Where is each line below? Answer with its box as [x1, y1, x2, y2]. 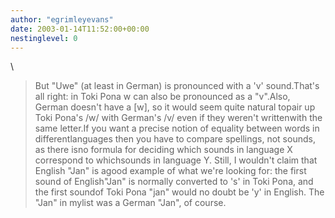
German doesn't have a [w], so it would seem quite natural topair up [34, 101, 316, 113]
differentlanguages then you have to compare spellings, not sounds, [34, 133, 316, 145]
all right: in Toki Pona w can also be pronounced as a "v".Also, [34, 91, 291, 103]
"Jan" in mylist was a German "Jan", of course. [34, 197, 227, 209]
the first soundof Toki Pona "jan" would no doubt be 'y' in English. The [34, 186, 325, 198]
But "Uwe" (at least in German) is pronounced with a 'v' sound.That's [34, 80, 320, 92]
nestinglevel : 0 [10, 33, 78, 43]
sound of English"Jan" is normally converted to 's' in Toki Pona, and [34, 176, 314, 188]
